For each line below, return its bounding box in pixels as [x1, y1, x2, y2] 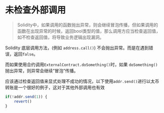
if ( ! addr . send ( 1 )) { [5, 94, 48, 99]
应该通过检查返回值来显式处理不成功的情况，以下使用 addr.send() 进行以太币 [5, 78, 160, 84]
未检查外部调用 [5, 4, 66, 16]
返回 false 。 [13, 51, 38, 57]
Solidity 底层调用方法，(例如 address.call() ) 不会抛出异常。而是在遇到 [5, 45, 149, 51]
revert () [14, 99, 32, 104]
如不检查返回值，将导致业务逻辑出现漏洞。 [17, 34, 104, 40]
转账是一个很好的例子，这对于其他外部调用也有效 [5, 84, 105, 90]
